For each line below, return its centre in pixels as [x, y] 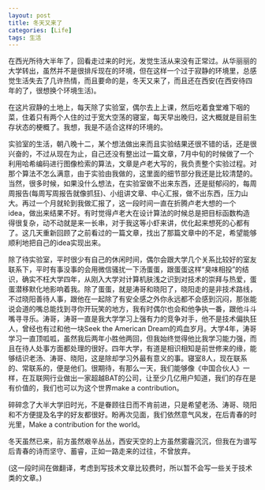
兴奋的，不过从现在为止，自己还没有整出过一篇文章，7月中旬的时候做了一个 [131, 154]
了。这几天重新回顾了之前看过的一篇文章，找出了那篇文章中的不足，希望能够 [132, 233]
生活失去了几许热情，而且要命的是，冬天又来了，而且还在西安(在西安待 [130, 81]
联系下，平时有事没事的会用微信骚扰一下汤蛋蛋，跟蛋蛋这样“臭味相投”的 [125, 269]
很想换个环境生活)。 [68, 91]
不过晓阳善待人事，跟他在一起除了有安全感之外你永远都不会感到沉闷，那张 [129, 299]
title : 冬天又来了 [35, 23]
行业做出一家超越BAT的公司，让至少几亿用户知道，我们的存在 [149, 378]
